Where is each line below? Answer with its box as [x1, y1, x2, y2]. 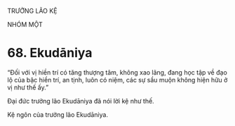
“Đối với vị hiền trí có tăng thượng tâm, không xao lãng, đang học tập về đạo [7, 68, 228, 77]
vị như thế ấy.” [7, 83, 49, 92]
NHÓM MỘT [7, 20, 43, 28]
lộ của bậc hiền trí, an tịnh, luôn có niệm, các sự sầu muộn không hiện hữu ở [7, 75, 228, 84]
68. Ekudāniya [7, 45, 93, 61]
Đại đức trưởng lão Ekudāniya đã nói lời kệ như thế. [7, 96, 154, 105]
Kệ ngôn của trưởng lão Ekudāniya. [7, 110, 109, 119]
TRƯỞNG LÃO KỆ [7, 7, 58, 15]
